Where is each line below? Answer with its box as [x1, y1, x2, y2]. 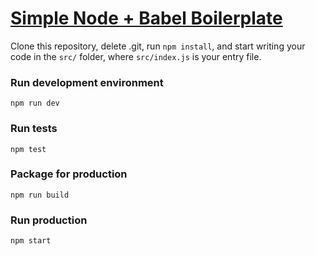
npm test [10, 144, 47, 154]
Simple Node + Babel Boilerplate [10, 7, 283, 30]
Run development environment [10, 75, 164, 89]
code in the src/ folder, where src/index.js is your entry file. [10, 50, 262, 62]
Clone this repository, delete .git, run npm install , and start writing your [10, 40, 306, 52]
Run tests [10, 122, 58, 136]
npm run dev [10, 98, 60, 109]
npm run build [10, 190, 70, 200]
